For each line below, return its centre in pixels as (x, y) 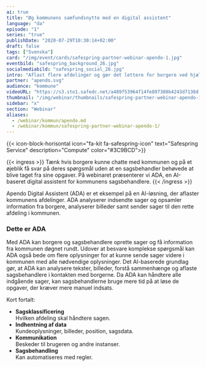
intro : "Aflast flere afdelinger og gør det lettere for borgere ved (97, 75)
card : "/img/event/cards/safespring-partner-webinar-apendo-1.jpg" (94, 58)
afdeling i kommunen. (34, 213)
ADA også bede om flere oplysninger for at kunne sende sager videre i (96, 255)
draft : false (23, 47)
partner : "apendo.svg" (35, 80)
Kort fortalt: (21, 300)
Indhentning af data (41, 325)
